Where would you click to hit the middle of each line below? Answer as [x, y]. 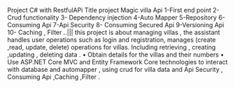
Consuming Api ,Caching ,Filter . [54, 77]
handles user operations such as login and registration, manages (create [112, 40]
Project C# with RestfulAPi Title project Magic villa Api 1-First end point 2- [113, 10]
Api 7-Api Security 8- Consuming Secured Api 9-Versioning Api [133, 25]
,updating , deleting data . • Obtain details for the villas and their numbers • [116, 54]
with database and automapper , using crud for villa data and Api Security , [115, 69]
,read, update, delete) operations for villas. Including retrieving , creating [112, 47]
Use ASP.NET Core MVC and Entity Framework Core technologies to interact [117, 62]
